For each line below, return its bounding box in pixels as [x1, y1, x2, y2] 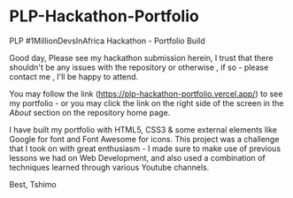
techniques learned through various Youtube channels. [9, 162, 210, 172]
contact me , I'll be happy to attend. [9, 71, 139, 81]
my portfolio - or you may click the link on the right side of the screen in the [9, 97, 285, 108]
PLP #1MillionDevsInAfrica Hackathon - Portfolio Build [9, 35, 205, 46]
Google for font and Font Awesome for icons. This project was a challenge [9, 133, 280, 144]
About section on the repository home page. [9, 107, 171, 118]
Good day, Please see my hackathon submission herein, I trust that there [9, 52, 274, 63]
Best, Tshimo [9, 179, 57, 189]
